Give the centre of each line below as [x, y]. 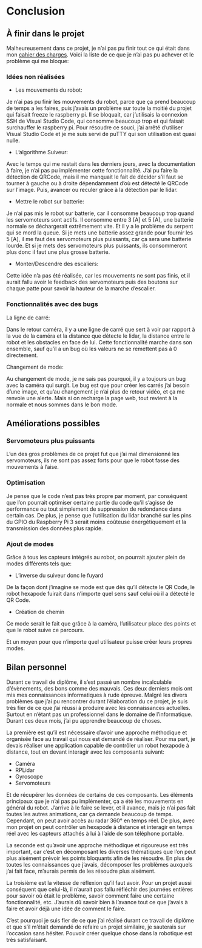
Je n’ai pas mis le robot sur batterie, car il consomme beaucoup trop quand [100, 213]
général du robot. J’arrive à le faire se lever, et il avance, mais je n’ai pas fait [101, 807]
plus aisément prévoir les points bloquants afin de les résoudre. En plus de [99, 858]
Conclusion [36, 11]
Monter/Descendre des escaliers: [57, 264]
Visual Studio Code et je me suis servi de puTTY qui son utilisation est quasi [101, 134]
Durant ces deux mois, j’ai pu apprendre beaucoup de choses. [84, 720]
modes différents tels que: [39, 564]
